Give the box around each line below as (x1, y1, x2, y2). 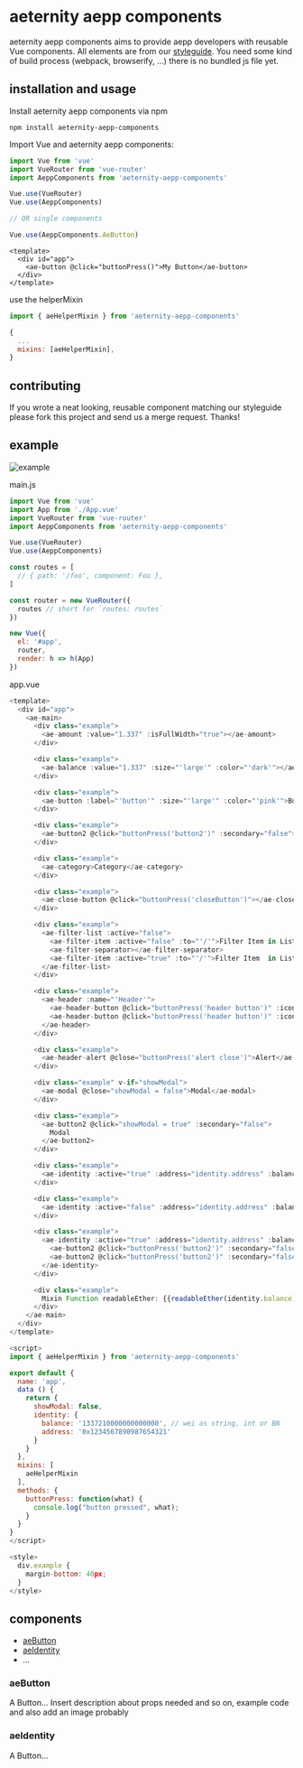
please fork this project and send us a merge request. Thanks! (9, 412, 241, 423)
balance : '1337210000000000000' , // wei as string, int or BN (41, 1419, 280, 1428)
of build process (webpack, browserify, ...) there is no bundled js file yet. (9, 55, 280, 66)
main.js (9, 479, 36, 489)
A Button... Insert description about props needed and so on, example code (9, 1698, 289, 1708)
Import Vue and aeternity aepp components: (9, 138, 174, 150)
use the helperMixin (9, 293, 84, 304)
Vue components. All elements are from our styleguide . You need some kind (9, 45, 293, 56)
